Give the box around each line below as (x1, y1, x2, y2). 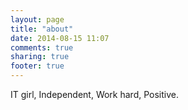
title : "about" (10, 24, 74, 34)
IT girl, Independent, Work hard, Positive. (10, 89, 180, 100)
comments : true (10, 42, 74, 53)
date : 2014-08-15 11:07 (10, 33, 110, 43)
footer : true (10, 61, 65, 71)
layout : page (10, 14, 65, 25)
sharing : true (10, 52, 70, 62)
